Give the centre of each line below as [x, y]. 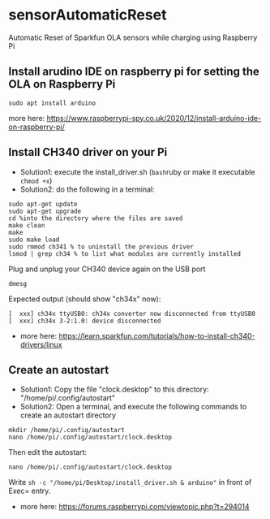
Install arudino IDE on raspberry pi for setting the [134, 72]
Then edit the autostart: [48, 452]
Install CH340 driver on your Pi [88, 152]
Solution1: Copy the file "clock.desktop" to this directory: [114, 389]
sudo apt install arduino [52, 103]
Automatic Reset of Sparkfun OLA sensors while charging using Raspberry [133, 37]
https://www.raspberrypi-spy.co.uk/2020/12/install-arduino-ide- [154, 118]
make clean [27, 225]
